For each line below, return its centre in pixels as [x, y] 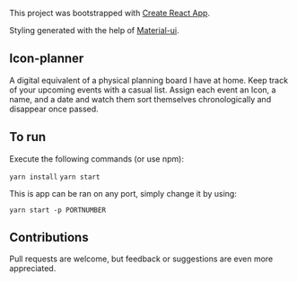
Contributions [49, 238]
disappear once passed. [54, 109]
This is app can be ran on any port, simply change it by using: [123, 193]
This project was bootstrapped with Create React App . [110, 13]
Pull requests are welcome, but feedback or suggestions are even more [141, 259]
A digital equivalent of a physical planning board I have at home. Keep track [149, 80]
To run [28, 137]
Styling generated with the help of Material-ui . [94, 30]
